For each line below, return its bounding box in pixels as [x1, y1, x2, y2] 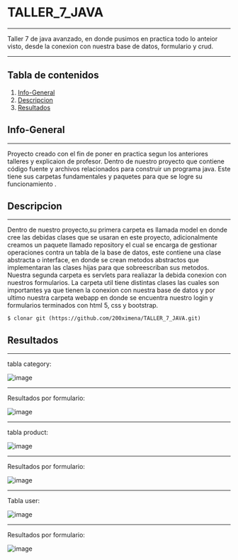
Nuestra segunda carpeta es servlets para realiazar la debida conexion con [7, 271, 227, 279]
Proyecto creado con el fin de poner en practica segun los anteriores [7, 149, 209, 158]
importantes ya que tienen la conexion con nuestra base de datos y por [7, 286, 216, 295]
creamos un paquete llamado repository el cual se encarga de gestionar [7, 241, 217, 249]
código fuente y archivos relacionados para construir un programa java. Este [7, 164, 231, 173]
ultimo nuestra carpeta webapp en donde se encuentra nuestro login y [7, 294, 214, 302]
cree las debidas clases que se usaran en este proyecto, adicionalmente [7, 233, 218, 242]
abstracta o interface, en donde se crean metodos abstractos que [7, 256, 200, 264]
